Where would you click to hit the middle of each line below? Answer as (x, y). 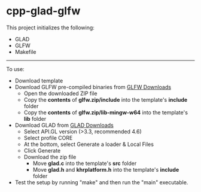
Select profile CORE (48, 138)
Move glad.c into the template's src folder (85, 163)
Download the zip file (50, 157)
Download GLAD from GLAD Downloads (64, 125)
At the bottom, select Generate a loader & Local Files (89, 144)
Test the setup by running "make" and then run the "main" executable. (101, 182)
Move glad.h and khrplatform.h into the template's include (106, 169)
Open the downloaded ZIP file (60, 93)
